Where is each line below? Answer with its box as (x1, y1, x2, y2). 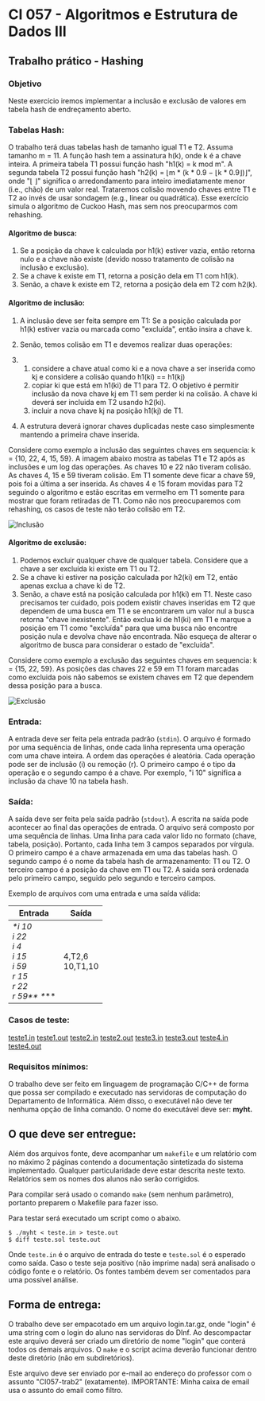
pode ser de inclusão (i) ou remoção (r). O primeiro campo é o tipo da (8, 760, 236, 769)
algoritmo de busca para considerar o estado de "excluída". (19, 640, 215, 649)
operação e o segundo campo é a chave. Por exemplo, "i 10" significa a (8, 768, 242, 777)
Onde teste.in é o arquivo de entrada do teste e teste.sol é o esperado (8, 1249, 246, 1259)
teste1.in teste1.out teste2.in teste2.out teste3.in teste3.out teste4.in (8, 1033, 229, 1042)
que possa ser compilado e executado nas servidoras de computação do (8, 1088, 248, 1097)
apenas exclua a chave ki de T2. (19, 581, 125, 590)
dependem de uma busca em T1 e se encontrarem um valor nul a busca (19, 606, 255, 616)
